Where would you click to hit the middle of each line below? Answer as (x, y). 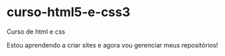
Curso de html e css (36, 31)
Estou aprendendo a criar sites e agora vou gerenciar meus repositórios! (112, 45)
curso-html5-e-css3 (68, 12)
